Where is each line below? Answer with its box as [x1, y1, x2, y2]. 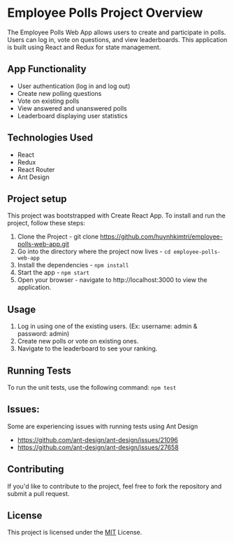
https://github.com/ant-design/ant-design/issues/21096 [17, 435, 178, 444]
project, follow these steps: [7, 219, 86, 227]
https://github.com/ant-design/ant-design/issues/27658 [17, 443, 180, 451]
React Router [17, 165, 55, 174]
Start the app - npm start [17, 268, 90, 277]
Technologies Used [7, 132, 93, 144]
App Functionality [7, 63, 87, 75]
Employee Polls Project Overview [7, 5, 203, 21]
